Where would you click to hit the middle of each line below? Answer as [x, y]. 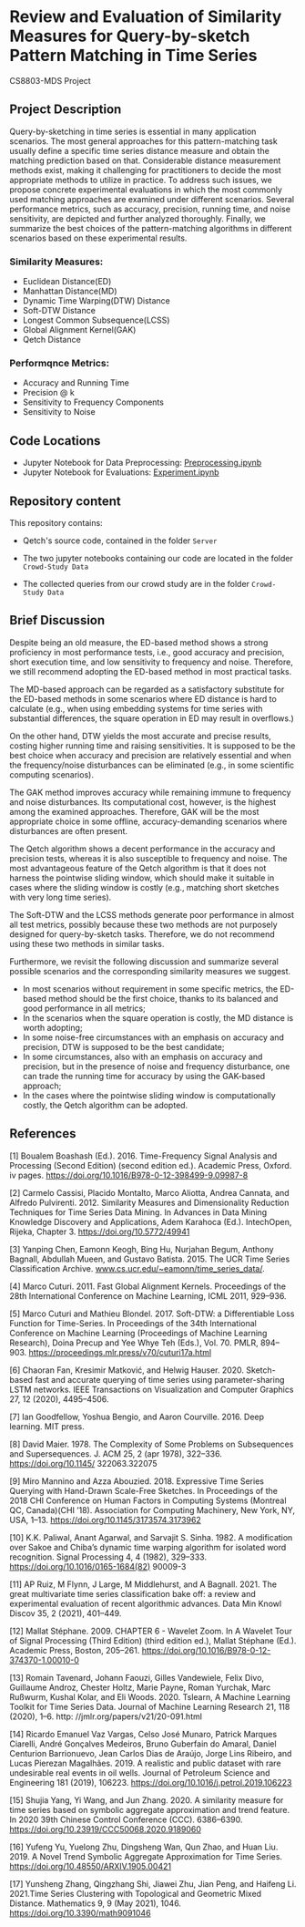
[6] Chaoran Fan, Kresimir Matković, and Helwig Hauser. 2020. [127, 1370]
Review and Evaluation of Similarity [146, 17]
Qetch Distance [52, 340]
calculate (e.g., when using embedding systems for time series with [136, 708]
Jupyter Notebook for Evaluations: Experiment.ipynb [121, 472]
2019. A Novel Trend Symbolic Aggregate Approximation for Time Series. [146, 1856]
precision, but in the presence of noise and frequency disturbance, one [156, 1066]
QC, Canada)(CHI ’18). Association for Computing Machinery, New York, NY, [152, 1510]
